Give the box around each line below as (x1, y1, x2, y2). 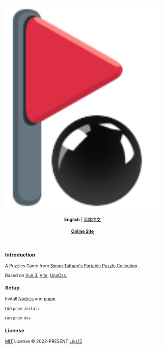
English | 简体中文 (64, 216, 101, 222)
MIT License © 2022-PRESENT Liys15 (5, 338, 82, 344)
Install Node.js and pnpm (5, 295, 55, 302)
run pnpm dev (5, 314, 31, 320)
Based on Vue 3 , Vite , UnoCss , (5, 272, 67, 278)
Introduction (5, 251, 35, 258)
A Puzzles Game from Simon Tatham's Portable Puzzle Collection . (5, 263, 140, 269)
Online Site (71, 228, 94, 234)
